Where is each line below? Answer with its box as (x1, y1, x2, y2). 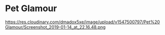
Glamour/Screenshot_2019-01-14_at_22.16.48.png (5, 24, 106, 30)
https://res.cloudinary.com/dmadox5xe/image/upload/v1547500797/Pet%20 (5, 19, 160, 25)
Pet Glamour (5, 3, 57, 14)
